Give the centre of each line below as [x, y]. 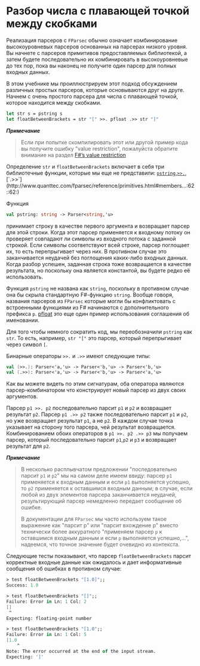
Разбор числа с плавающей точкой [98, 11]
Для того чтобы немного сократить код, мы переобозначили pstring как [99, 332]
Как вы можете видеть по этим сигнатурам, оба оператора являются [95, 384]
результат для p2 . [28, 446]
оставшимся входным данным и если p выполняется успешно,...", [105, 538]
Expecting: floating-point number [49, 618]
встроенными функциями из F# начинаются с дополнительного [87, 307]
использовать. [25, 277]
